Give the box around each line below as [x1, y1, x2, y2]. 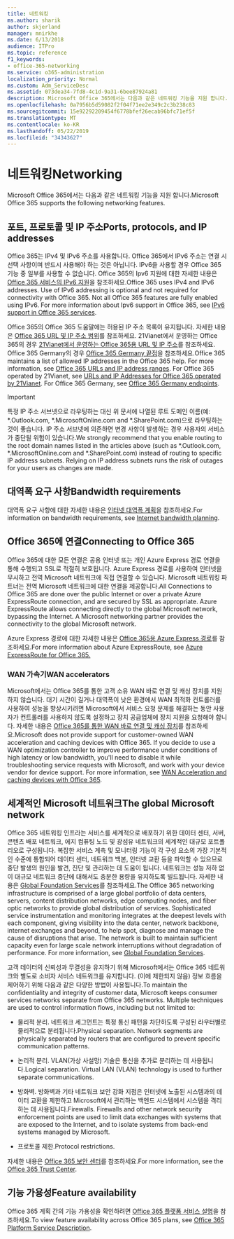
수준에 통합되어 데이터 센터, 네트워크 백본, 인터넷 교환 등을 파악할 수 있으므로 [14, 854, 224, 863]
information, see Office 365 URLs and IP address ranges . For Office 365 [7, 364, 214, 372]
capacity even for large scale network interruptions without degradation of [7, 940, 222, 950]
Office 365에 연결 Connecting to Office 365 [7, 535, 195, 547]
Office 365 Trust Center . [7, 1165, 77, 1173]
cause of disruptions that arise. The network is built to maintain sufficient [7, 933, 218, 942]
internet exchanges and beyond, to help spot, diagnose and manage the [7, 926, 214, 934]
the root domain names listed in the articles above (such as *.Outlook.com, [7, 441, 221, 449]
